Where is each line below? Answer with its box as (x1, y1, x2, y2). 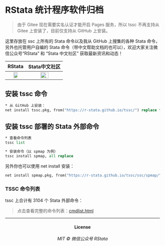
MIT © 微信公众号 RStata (57, 236, 108, 242)
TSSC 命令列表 (5, 185, 40, 192)
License (74, 224, 91, 230)
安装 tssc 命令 (5, 90, 48, 98)
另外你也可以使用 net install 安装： (5, 163, 75, 169)
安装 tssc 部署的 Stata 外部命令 (5, 122, 100, 130)
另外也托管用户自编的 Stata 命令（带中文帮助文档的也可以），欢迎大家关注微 (5, 44, 158, 50)
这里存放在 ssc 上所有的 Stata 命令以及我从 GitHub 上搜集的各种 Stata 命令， (5, 38, 160, 44)
